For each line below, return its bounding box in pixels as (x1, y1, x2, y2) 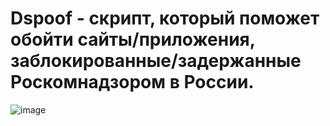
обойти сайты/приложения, (10, 28, 256, 51)
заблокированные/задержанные (10, 50, 302, 72)
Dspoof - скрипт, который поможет (10, 7, 320, 30)
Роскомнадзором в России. (10, 71, 255, 94)
